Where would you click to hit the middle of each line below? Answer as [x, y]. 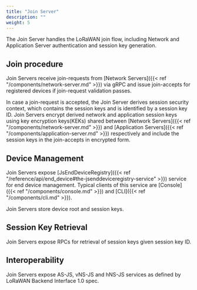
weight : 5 [18, 22]
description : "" [26, 17]
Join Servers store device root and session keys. [65, 209]
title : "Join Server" [33, 11]
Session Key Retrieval [47, 228]
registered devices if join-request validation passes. [69, 91]
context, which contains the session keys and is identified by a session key [97, 108]
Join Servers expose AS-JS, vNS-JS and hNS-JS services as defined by [94, 274]
